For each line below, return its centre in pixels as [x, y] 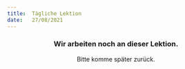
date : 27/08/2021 [35, 20]
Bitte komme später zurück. [116, 59]
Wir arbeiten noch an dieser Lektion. [116, 44]
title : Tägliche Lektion [44, 13]
